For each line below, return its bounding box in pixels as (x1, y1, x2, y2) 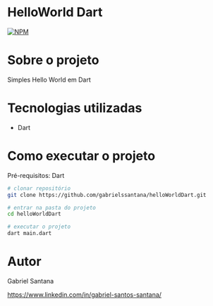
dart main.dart (7, 230, 52, 237)
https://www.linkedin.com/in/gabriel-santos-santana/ (7, 290, 162, 299)
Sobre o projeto (7, 52, 99, 68)
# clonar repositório (7, 184, 71, 192)
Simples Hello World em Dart (7, 75, 92, 84)
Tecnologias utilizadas (7, 100, 142, 116)
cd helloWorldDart (7, 210, 61, 218)
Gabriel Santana (7, 276, 54, 285)
